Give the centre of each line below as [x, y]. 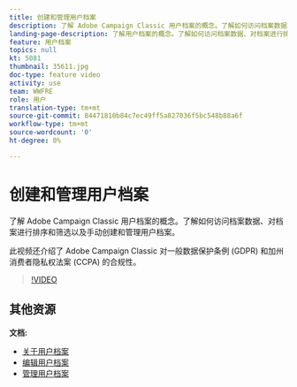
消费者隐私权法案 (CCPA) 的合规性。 [75, 262]
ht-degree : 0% [35, 140]
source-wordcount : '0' [51, 133]
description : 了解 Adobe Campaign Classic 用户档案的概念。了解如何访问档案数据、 [152, 26]
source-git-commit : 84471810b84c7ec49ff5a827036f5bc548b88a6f [126, 116]
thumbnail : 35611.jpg [49, 67]
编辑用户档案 [45, 362]
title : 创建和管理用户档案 [53, 17]
